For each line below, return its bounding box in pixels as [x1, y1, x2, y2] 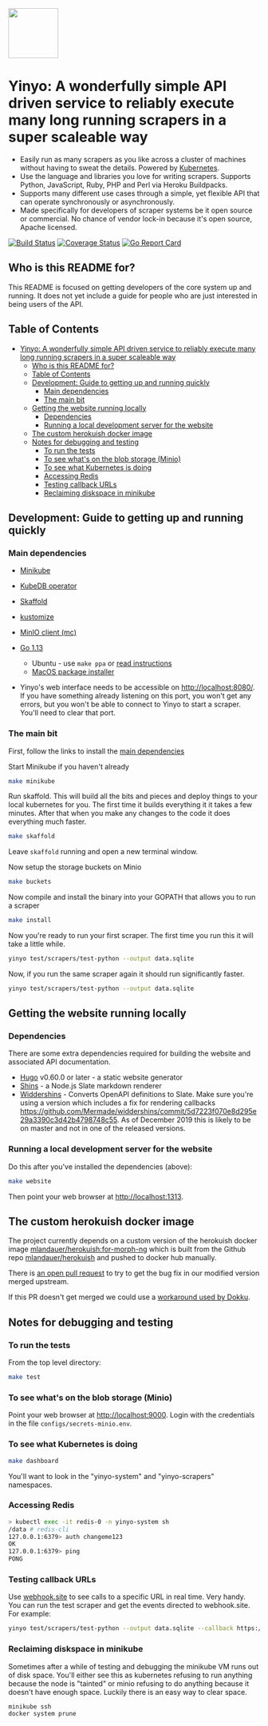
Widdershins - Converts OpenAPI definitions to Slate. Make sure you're [19, 1090, 254, 1100]
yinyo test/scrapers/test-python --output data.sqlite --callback [8, 1625, 234, 1633]
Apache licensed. [19, 222, 77, 232]
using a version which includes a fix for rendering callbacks [19, 1098, 216, 1108]
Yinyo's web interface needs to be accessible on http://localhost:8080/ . [19, 682, 255, 692]
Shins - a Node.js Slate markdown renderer [19, 1081, 162, 1091]
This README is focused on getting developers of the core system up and [8, 282, 252, 292]
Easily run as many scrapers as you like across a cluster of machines [19, 154, 246, 164]
